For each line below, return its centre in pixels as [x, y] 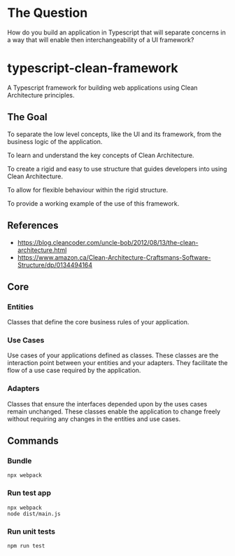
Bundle [20, 461]
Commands [33, 441]
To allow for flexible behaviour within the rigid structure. [88, 190]
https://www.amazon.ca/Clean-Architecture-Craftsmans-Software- [114, 257]
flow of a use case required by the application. [74, 371]
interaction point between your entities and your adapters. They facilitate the [118, 363]
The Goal [27, 117]
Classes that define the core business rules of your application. [98, 322]
